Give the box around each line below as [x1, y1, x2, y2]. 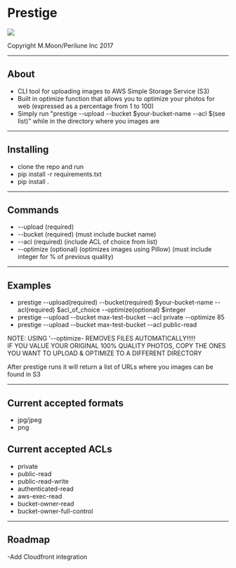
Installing [7, 144, 49, 156]
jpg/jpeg [17, 416, 42, 424]
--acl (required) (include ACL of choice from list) [17, 237, 158, 246]
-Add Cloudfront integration [7, 553, 88, 561]
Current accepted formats [7, 397, 124, 409]
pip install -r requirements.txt [17, 170, 102, 178]
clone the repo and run [17, 162, 84, 171]
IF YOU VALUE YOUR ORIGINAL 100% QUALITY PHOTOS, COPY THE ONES [7, 342, 226, 350]
